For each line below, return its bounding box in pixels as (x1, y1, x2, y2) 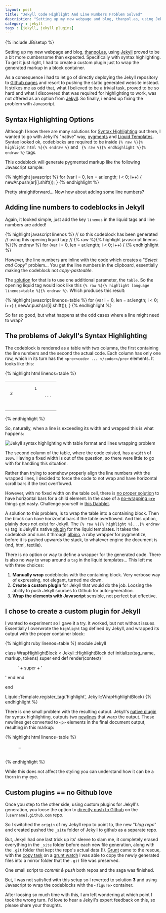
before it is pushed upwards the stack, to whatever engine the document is (5, 537, 158, 543)
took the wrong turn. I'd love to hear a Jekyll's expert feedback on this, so (5, 897, 156, 903)
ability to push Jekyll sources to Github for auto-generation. (12, 587, 134, 593)
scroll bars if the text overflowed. (5, 480, 73, 487)
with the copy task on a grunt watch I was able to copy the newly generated (5, 852, 160, 858)
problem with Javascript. (5, 101, 56, 107)
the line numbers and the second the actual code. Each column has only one (5, 350, 161, 356)
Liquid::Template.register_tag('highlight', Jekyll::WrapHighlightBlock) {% (5, 694, 152, 700)
